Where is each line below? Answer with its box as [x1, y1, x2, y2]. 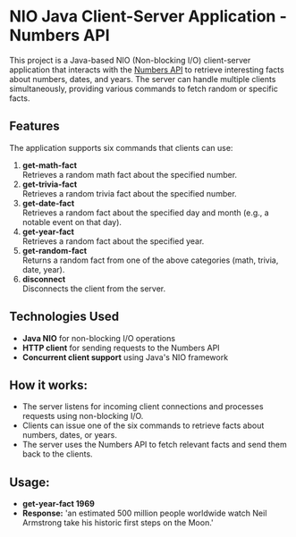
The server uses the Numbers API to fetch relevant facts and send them [21, 440, 288, 450]
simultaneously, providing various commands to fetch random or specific [9, 83, 279, 94]
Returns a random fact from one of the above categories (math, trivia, [21, 255, 279, 265]
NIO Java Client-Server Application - [9, 6, 288, 27]
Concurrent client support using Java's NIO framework [21, 351, 229, 363]
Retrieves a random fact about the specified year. [21, 235, 205, 247]
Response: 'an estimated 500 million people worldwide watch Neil [21, 508, 267, 519]
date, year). [21, 264, 65, 274]
